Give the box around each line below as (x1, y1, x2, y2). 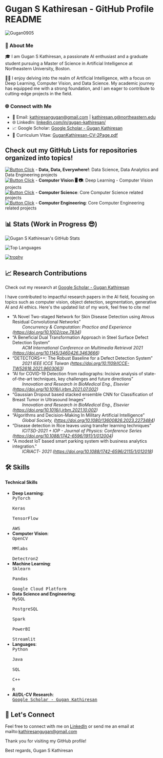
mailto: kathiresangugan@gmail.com (5, 729, 77, 735)
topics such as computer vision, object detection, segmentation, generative (5, 299, 157, 305)
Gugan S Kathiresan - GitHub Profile (5, 3, 154, 15)
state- (143, 370, 156, 376)
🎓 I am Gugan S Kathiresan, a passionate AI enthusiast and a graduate (5, 54, 148, 60)
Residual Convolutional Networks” (12, 319, 81, 325)
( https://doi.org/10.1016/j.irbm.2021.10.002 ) (12, 407, 98, 413)
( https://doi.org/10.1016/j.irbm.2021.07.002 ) (12, 386, 99, 392)
